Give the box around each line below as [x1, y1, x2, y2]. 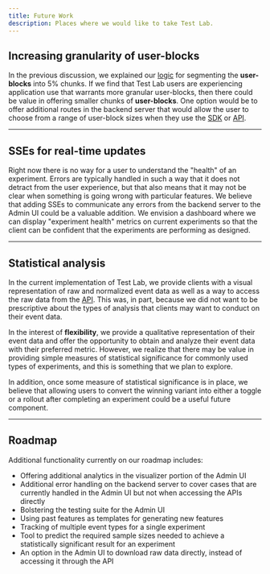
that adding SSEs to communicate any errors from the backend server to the [8, 200, 261, 209]
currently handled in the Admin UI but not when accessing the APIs [19, 488, 243, 498]
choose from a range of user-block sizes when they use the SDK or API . [8, 114, 247, 123]
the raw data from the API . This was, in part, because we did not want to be [8, 295, 259, 304]
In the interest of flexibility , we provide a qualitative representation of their [8, 327, 256, 337]
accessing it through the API [19, 556, 114, 566]
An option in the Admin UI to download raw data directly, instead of [19, 547, 243, 557]
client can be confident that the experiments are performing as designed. [8, 225, 251, 235]
